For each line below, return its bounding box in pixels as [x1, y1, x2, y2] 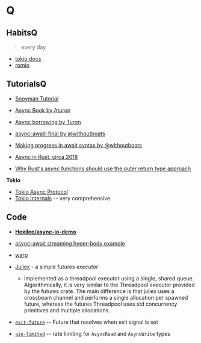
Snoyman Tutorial [14, 94, 59, 102]
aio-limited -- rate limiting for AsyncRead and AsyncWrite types [14, 330, 170, 337]
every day [20, 43, 46, 51]
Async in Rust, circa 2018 [14, 153, 78, 160]
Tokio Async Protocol [14, 188, 68, 196]
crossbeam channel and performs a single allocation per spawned [23, 294, 188, 301]
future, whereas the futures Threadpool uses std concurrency [23, 300, 178, 307]
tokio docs [14, 55, 42, 62]
